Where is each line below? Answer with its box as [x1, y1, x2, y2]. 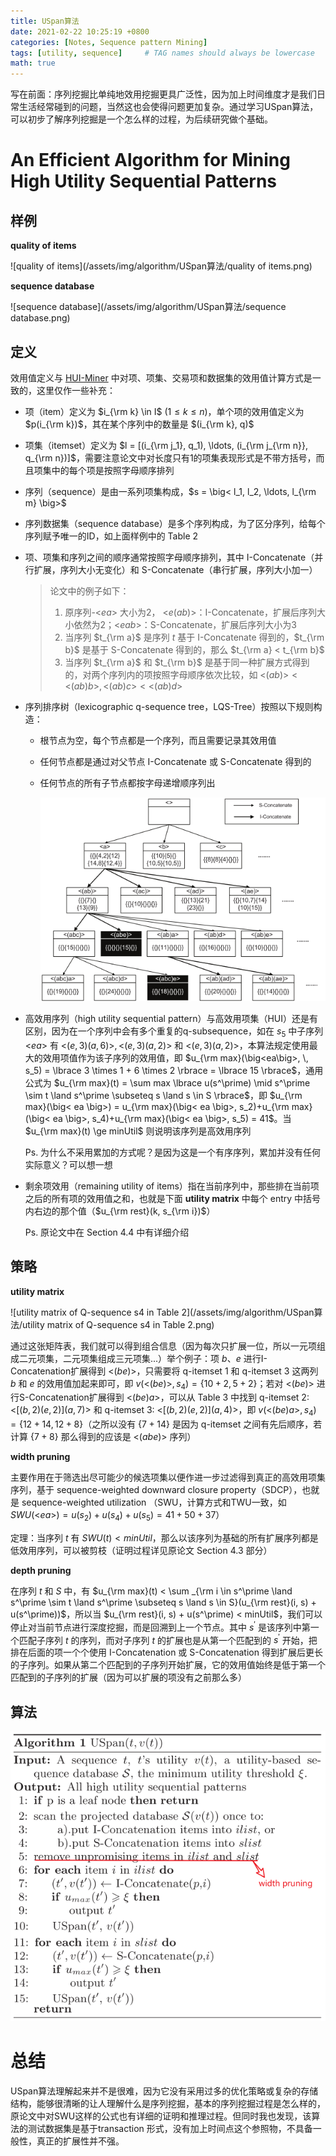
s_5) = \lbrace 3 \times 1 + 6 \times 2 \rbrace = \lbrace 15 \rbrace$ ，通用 [24, 1064, 324, 1076]
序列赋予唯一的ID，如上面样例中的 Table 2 [24, 530, 199, 542]
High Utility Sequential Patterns [10, 170, 278, 193]
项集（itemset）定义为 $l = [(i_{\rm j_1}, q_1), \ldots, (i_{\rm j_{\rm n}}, [24, 439, 308, 451]
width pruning [10, 1451, 71, 1463]
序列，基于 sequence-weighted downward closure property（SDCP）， [10, 1484, 303, 1496]
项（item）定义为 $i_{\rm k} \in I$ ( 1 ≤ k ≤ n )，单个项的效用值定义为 [24, 405, 305, 417]
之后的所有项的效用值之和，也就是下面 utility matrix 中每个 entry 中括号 [24, 1192, 322, 1204]
